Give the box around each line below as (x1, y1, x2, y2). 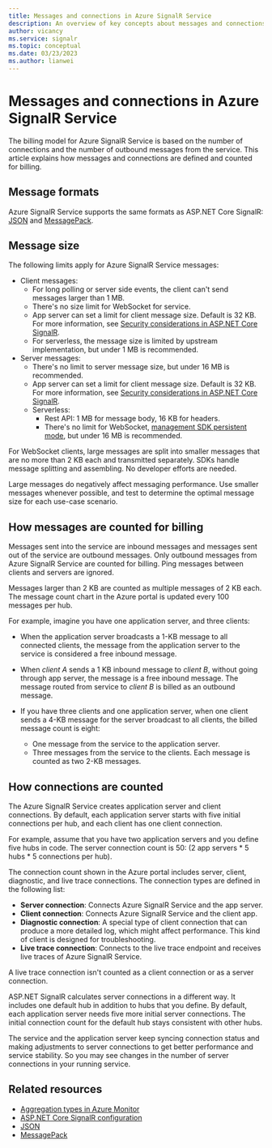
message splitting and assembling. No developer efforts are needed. (8, 463, 237, 474)
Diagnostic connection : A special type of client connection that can (19, 917, 248, 928)
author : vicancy (8, 27, 63, 35)
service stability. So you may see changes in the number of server (8, 1051, 229, 1061)
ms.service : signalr (8, 34, 79, 43)
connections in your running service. (8, 1059, 131, 1069)
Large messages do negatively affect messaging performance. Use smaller (8, 480, 259, 489)
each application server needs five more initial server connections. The (8, 1009, 246, 1019)
